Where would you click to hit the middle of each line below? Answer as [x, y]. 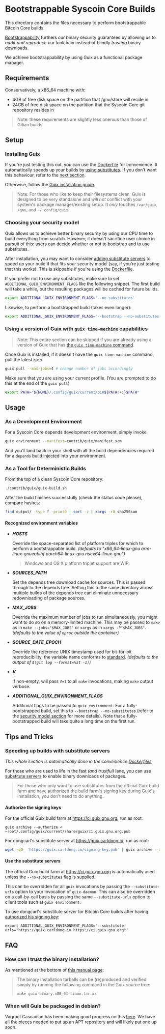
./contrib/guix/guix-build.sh [36, 488]
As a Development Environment [43, 421]
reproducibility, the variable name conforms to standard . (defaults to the [85, 657]
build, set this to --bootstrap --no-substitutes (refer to [97, 711]
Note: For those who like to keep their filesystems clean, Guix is [81, 194]
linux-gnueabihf [28, 554]
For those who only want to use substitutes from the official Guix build [88, 786]
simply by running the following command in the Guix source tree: [84, 985]
